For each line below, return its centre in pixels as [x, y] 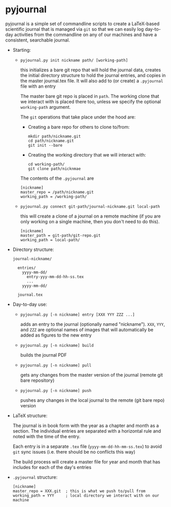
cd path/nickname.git [51, 141]
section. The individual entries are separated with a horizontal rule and [87, 431]
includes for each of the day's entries [52, 467]
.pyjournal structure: [35, 477]
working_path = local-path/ [50, 240]
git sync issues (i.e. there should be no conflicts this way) [74, 452]
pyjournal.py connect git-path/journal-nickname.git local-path [90, 206]
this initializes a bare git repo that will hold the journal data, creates [91, 70]
